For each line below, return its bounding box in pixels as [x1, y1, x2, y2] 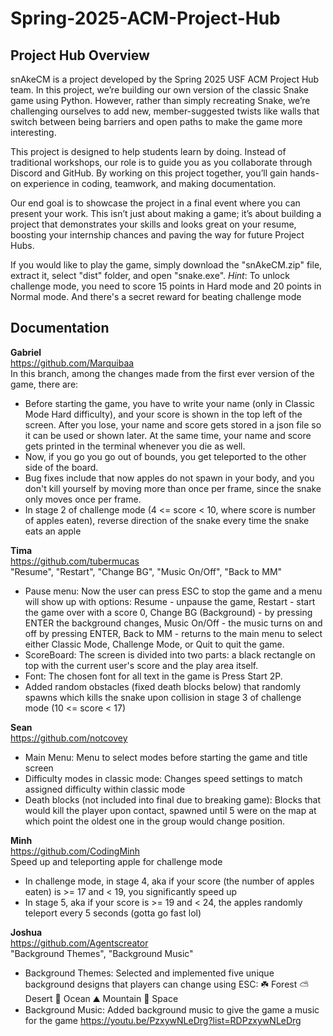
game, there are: [10, 378, 79, 390]
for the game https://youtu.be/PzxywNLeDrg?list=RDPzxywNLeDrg [24, 1014, 302, 1026]
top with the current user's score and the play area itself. [24, 659, 259, 671]
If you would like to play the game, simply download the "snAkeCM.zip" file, [10, 259, 323, 271]
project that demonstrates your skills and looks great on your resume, [10, 218, 297, 230]
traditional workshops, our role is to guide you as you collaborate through [10, 157, 313, 168]
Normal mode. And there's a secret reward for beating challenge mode [10, 291, 302, 302]
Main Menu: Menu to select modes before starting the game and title [24, 751, 308, 763]
